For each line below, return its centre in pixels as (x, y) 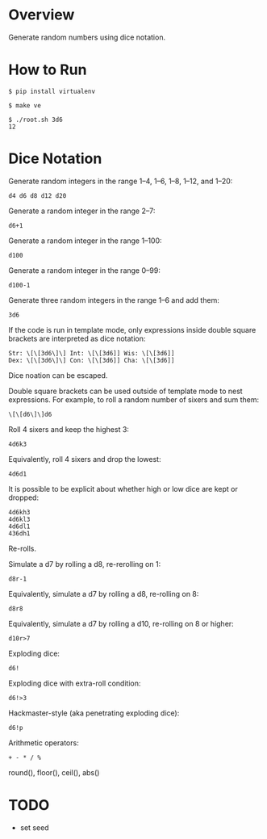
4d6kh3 (19, 512)
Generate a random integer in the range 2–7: (82, 211)
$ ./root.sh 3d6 (35, 120)
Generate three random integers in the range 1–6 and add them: (114, 300)
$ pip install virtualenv (52, 91)
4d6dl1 (19, 526)
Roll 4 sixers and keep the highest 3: (69, 429)
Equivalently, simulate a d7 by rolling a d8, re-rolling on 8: (104, 594)
